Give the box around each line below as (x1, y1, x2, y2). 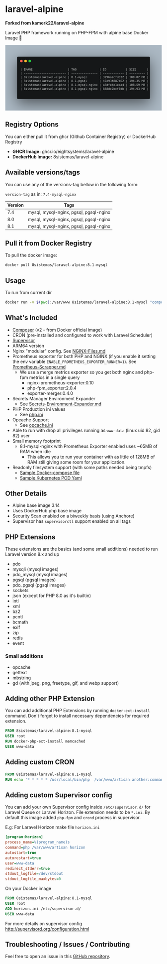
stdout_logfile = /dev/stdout (5, 871, 64, 876)
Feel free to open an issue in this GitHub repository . (5, 954, 110, 960)
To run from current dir (5, 289, 52, 295)
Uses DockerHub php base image (12, 508, 82, 514)
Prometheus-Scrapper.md (12, 363, 66, 369)
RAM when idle (19, 448, 51, 454)
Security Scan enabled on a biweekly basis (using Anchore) (12, 513, 135, 519)
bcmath (12, 619, 28, 625)
